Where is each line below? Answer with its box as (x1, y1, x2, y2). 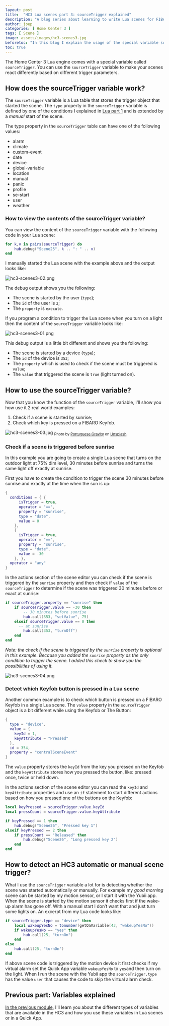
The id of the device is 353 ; (12, 355, 69, 361)
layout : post (5, 7, 33, 13)
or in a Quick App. (5, 1015, 43, 1021)
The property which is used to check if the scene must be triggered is (12, 361, 157, 367)
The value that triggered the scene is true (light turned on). (12, 371, 136, 377)
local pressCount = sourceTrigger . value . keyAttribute (5, 809, 121, 814)
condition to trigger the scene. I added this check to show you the (5, 658, 142, 664)
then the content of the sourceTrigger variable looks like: (5, 320, 123, 327)
